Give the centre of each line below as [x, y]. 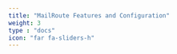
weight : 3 [25, 23]
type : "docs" [32, 30]
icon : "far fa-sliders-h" [51, 38]
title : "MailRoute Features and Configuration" [89, 15]
